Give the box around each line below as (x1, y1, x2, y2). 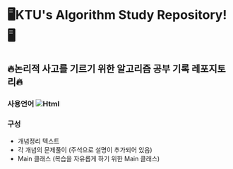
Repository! (157, 7, 227, 23)
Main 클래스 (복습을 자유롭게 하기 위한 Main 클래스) (17, 154, 160, 163)
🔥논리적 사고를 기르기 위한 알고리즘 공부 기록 (7, 63, 190, 75)
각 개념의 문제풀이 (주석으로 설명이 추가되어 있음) (17, 145, 153, 154)
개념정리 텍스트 (17, 137, 60, 145)
